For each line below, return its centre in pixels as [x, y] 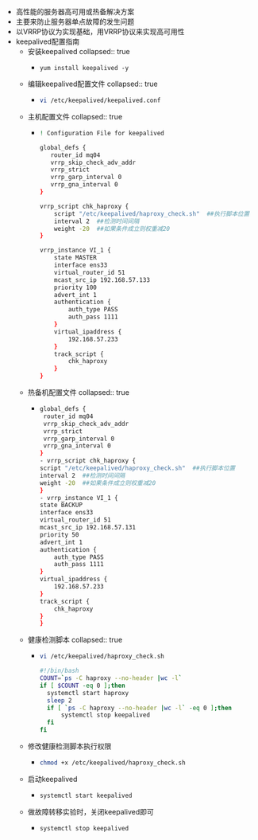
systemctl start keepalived [86, 795]
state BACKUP [61, 505]
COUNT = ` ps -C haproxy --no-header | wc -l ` [111, 678]
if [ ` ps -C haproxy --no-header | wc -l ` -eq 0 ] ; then [139, 708]
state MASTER [75, 258]
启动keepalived [52, 779]
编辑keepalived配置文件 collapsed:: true [92, 84]
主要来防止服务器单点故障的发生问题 [75, 21]
